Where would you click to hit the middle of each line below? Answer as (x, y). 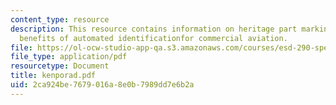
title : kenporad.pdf (53, 76)
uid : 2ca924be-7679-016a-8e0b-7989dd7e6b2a (102, 85)
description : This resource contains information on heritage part (154, 29)
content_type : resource (60, 19)
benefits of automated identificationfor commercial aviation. (153, 38)
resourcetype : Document (60, 66)
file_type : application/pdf (69, 57)
